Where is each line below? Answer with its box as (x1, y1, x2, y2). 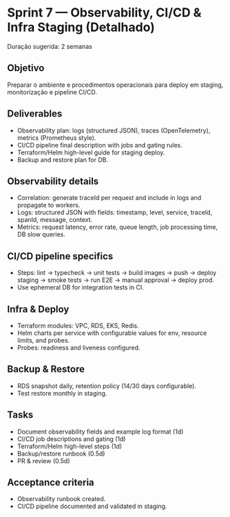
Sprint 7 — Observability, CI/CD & (7, 5, 202, 21)
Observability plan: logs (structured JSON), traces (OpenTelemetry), (17, 126, 211, 134)
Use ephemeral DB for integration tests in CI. (17, 283, 145, 292)
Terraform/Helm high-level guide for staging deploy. (17, 148, 165, 156)
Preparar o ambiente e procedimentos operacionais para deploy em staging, (7, 81, 224, 89)
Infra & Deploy (7, 303, 70, 315)
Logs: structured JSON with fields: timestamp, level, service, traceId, (17, 208, 213, 216)
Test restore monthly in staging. (17, 389, 107, 397)
